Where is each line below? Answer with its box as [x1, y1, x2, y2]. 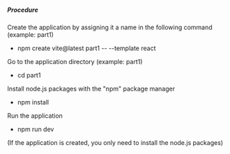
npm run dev [17, 125, 54, 133]
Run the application [7, 111, 63, 120]
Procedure [7, 6, 38, 14]
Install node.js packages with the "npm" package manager [7, 84, 176, 93]
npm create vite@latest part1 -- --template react [17, 44, 156, 52]
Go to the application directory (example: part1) [7, 57, 143, 66]
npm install [17, 98, 49, 106]
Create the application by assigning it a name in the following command [7, 23, 213, 31]
